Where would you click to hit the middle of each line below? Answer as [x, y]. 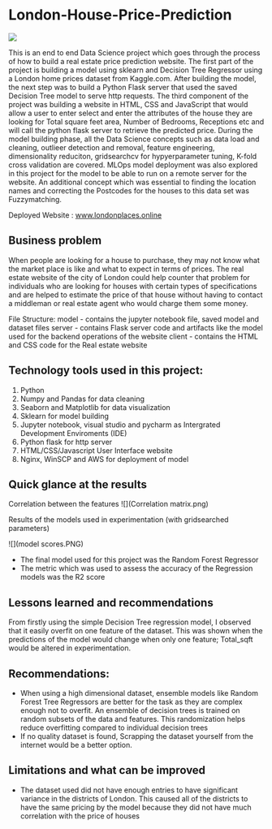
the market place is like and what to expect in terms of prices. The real [126, 269]
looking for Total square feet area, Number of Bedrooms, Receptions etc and [136, 121]
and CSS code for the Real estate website [78, 345]
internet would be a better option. [76, 745]
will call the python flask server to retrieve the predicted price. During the [131, 130]
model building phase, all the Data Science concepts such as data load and [134, 139]
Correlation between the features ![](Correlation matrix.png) [108, 504]
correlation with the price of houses [80, 816]
